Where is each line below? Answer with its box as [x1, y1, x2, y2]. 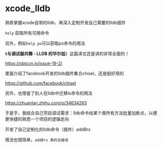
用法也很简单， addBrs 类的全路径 [5, 137, 69, 143]
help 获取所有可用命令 [5, 30, 50, 36]
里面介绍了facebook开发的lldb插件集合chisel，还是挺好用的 [5, 70, 124, 76]
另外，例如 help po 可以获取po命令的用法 [5, 40, 86, 46]
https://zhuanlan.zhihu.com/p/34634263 [5, 100, 87, 106]
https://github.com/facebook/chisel [5, 80, 76, 86]
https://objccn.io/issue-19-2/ [5, 60, 62, 66]
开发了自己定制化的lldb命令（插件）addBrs [5, 126, 91, 132]
